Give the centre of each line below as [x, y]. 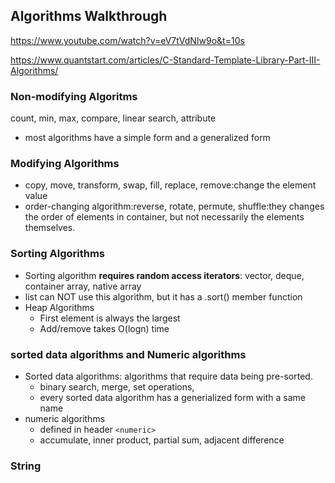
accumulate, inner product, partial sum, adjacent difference [162, 440]
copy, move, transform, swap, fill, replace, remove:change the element [170, 185]
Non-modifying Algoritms [74, 96]
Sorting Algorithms [58, 254]
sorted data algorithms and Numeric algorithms [128, 354]
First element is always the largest [110, 318]
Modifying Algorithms [65, 164]
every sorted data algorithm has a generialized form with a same [172, 397]
